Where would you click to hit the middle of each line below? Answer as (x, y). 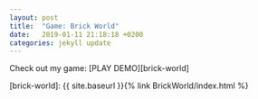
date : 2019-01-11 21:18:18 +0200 (76, 34)
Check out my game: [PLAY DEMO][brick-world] (100, 68)
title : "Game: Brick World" (64, 26)
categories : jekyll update (60, 43)
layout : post (34, 18)
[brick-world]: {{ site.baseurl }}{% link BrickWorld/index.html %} (129, 85)
